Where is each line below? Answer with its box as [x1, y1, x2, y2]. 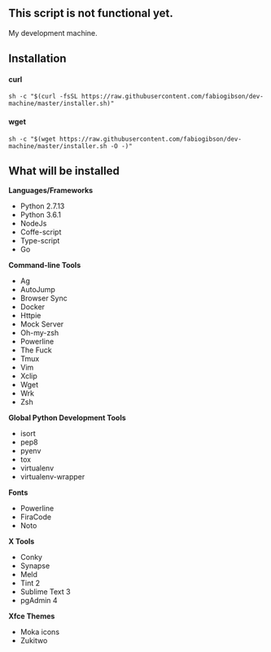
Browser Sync [20, 293, 68, 304]
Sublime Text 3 [20, 587, 71, 597]
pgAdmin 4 [20, 596, 59, 606]
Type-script [20, 236, 60, 246]
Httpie [20, 311, 42, 321]
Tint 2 [20, 578, 41, 589]
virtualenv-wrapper [20, 472, 85, 482]
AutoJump [20, 285, 55, 295]
